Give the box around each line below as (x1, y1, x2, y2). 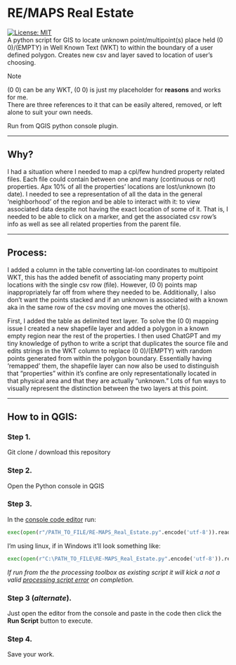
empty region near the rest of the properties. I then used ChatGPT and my (7, 331, 221, 340)
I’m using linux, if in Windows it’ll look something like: (7, 541, 161, 550)
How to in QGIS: (7, 411, 77, 423)
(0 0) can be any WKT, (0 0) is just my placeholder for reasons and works (7, 85, 221, 94)
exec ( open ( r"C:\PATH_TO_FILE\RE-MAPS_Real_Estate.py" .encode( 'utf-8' (7, 555, 216, 562)
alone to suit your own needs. (7, 108, 93, 116)
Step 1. (7, 432, 31, 442)
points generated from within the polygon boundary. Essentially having (7, 354, 212, 362)
